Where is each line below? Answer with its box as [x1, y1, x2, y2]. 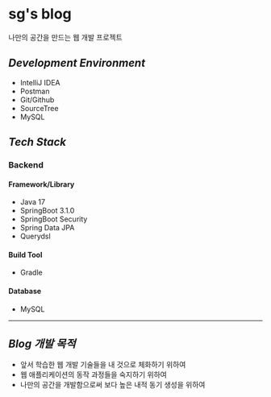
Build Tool [8, 250, 43, 259]
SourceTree [19, 103, 59, 113]
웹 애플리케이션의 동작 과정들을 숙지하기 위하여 [19, 370, 167, 379]
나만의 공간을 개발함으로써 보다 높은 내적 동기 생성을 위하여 [19, 380, 206, 390]
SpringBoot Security [19, 214, 88, 224]
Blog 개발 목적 [8, 337, 76, 351]
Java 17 [19, 197, 46, 207]
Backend [8, 159, 44, 171]
